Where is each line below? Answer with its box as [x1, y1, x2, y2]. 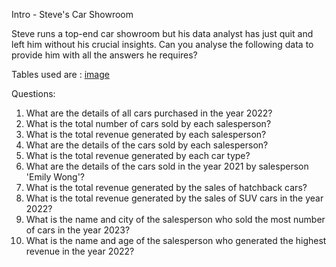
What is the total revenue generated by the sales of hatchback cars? [25, 182, 308, 193]
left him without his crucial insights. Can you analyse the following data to [11, 39, 314, 50]
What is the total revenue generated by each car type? [25, 150, 251, 161]
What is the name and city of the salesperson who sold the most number [25, 214, 326, 225]
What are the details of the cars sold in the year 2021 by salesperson [25, 160, 309, 172]
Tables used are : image [11, 69, 110, 80]
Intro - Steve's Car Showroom [11, 9, 134, 20]
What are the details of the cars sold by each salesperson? [25, 139, 269, 151]
